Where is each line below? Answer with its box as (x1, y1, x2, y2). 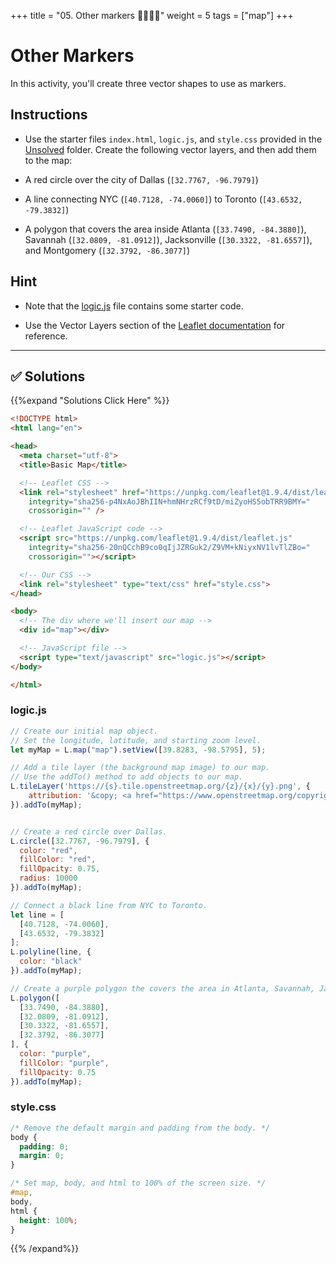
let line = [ (10, 910, 65, 920)
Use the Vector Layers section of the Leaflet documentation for (24, 319, 286, 331)
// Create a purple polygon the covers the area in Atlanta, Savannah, (10, 983, 315, 994)
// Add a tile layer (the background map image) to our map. (10, 763, 271, 773)
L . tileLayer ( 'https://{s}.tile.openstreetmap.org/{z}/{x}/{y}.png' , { (10, 781, 311, 792)
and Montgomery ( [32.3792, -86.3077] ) (24, 244, 191, 256)
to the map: (24, 154, 73, 166)
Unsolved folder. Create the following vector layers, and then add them (24, 143, 317, 155)
